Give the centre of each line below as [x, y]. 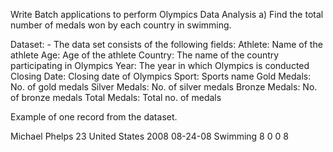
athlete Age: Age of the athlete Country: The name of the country [145, 55]
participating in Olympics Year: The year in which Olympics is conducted [160, 65]
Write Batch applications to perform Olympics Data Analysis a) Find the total [167, 14]
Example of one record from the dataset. [94, 117]
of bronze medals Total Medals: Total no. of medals [116, 97]
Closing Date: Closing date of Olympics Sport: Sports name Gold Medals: [161, 76]
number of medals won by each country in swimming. [121, 25]
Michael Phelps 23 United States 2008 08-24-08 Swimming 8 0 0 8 [149, 136]
